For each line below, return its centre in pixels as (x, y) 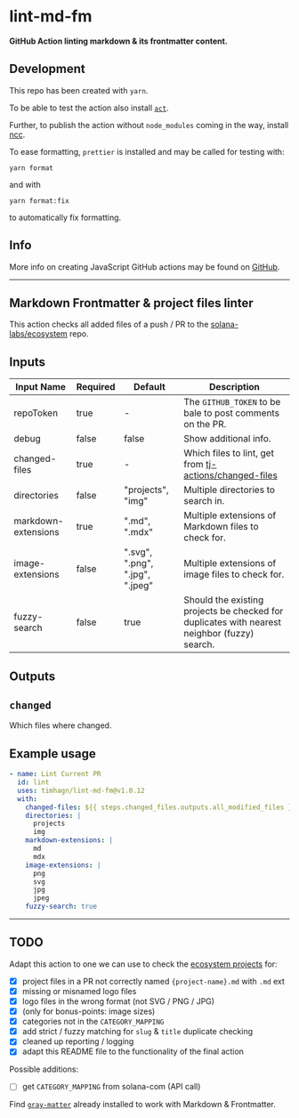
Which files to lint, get (229, 453)
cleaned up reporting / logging (78, 1041)
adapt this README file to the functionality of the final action (133, 1051)
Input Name (41, 387)
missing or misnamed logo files (79, 991)
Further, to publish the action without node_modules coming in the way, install (149, 125)
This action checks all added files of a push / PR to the (109, 324)
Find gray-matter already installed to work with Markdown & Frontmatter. (142, 1105)
